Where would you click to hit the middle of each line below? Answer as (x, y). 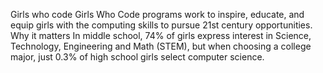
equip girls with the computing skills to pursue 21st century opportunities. (161, 25)
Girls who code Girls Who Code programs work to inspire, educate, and (157, 14)
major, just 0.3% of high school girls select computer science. (137, 57)
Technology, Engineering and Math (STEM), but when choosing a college (161, 46)
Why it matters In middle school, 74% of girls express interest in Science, (161, 35)
